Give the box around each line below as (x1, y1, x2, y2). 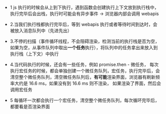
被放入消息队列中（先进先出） (10, 28, 72, 34)
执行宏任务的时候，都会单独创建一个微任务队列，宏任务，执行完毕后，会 (10, 68, 160, 74)
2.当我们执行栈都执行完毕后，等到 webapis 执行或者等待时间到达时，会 (10, 22, 157, 27)
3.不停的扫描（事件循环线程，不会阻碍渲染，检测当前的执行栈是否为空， (10, 38, 160, 44)
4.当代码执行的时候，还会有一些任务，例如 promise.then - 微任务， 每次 (10, 62, 159, 67)
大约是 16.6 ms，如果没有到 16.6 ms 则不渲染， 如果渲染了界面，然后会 (14, 80, 161, 86)
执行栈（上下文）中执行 (10, 51, 59, 57)
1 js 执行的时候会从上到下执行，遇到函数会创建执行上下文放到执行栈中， (10, 5, 159, 10)
